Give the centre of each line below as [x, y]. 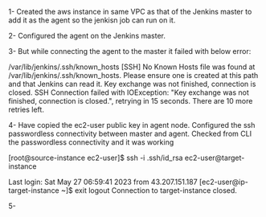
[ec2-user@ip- [224, 182]
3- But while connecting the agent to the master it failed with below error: [130, 51]
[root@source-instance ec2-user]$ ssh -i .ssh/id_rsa [96, 158]
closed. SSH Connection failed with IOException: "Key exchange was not [129, 92]
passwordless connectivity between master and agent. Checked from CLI [130, 133]
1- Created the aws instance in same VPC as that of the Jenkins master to [130, 12]
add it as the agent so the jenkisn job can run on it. [92, 20]
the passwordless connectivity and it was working [91, 142]
